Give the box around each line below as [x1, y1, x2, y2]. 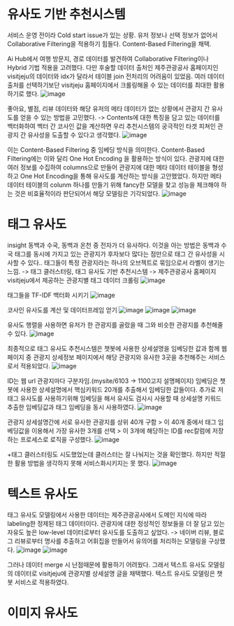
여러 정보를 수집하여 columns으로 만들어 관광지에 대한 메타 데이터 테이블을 [7, 162, 211, 172]
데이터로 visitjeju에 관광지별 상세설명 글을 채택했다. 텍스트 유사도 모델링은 [14, 569, 215, 578]
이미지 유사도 [7, 605, 78, 620]
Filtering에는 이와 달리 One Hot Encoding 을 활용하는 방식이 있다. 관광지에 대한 [7, 154, 225, 162]
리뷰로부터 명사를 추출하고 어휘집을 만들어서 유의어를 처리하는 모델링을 [14, 536, 207, 545]
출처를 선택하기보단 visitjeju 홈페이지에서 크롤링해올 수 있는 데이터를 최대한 [7, 81, 212, 89]
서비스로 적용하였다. [14, 578, 69, 586]
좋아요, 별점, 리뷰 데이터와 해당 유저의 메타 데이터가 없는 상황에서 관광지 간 [7, 104, 210, 113]
